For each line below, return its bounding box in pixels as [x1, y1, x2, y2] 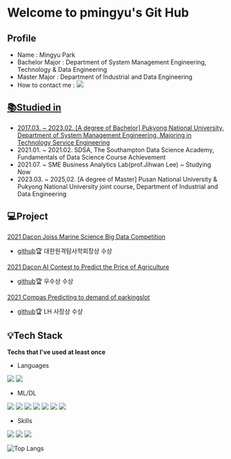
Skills [17, 417, 33, 425]
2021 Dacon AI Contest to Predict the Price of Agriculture [7, 263, 170, 271]
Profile [7, 32, 37, 44]
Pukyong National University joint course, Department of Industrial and [17, 182, 219, 191]
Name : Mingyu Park [17, 50, 76, 59]
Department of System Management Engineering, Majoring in [17, 131, 192, 139]
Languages [17, 362, 50, 370]
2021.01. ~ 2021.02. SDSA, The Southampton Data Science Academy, [17, 145, 214, 153]
